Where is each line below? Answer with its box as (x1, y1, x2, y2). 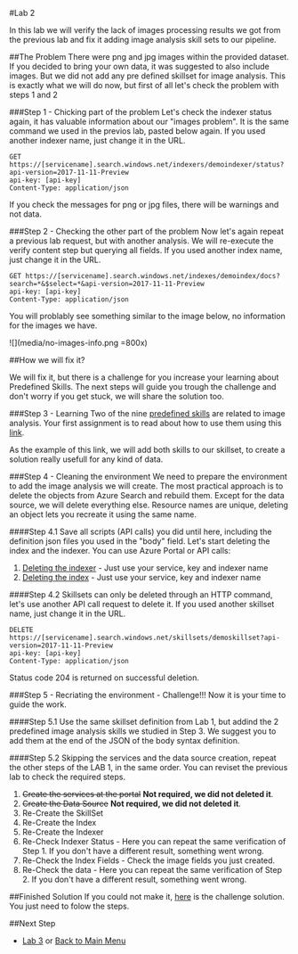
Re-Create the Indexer (21, 827, 104, 837)
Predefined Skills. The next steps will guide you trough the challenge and (9, 382, 277, 391)
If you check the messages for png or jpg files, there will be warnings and (9, 200, 279, 210)
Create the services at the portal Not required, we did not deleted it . (21, 789, 274, 799)
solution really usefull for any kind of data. (9, 454, 164, 465)
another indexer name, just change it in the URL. (9, 136, 186, 145)
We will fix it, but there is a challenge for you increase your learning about (9, 372, 279, 382)
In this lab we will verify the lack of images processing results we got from (9, 25, 281, 35)
